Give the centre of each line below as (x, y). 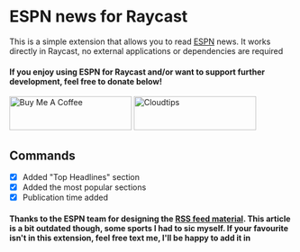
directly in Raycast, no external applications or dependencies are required (146, 50)
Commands (43, 155)
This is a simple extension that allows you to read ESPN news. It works (140, 41)
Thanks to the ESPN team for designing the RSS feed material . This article (150, 219)
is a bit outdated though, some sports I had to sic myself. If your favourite (149, 228)
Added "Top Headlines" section (81, 176)
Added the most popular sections (84, 187)
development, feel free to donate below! (86, 81)
